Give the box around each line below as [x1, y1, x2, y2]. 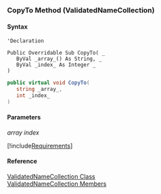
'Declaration [7, 38, 44, 44]
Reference [7, 157, 38, 165]
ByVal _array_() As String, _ [16, 55, 102, 63]
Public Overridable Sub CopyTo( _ [7, 50, 106, 57]
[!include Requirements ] [7, 141, 73, 150]
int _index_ [16, 92, 50, 99]
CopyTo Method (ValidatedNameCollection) [7, 5, 155, 15]
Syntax [7, 23, 28, 31]
